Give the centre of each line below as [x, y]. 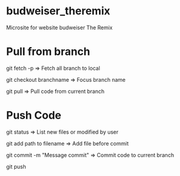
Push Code [34, 115]
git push [16, 166]
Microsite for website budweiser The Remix [60, 27]
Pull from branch [48, 52]
